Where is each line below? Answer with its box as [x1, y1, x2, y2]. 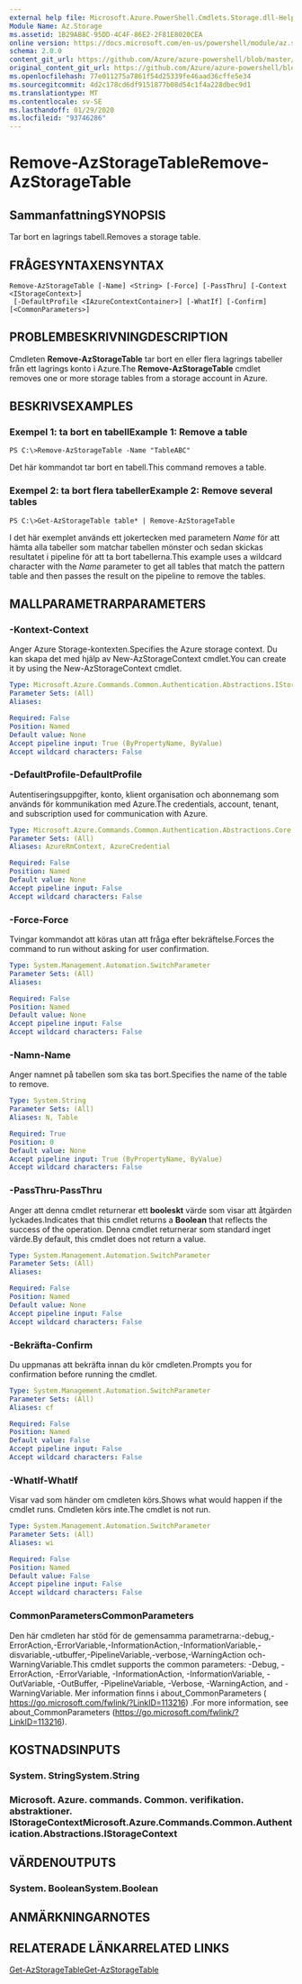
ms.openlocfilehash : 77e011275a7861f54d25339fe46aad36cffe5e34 [9, 72, 252, 81]
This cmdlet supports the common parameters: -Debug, [72, 1659, 280, 1669]
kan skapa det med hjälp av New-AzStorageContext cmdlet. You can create [9, 654, 287, 664]
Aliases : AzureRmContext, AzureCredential [9, 842, 171, 852]
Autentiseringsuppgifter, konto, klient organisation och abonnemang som [9, 789, 280, 800]
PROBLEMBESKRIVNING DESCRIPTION [9, 330, 228, 345]
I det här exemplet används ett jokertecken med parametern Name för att [9, 532, 280, 543]
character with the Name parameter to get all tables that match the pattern [9, 561, 286, 571]
